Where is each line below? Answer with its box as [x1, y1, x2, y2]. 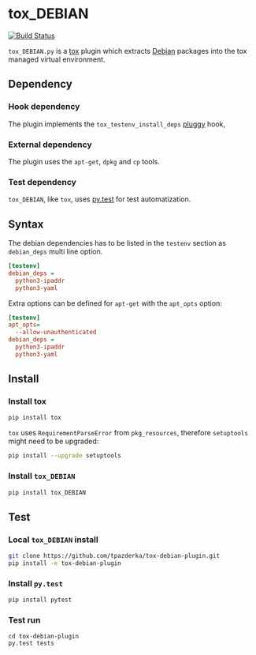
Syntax [8, 217, 44, 231]
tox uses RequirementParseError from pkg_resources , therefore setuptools [8, 428, 248, 438]
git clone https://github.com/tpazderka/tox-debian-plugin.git [8, 552, 221, 560]
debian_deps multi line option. [8, 247, 103, 257]
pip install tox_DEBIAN [8, 488, 87, 496]
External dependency [8, 139, 92, 150]
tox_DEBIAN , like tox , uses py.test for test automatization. [8, 194, 191, 204]
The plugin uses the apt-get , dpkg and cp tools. [8, 156, 160, 166]
